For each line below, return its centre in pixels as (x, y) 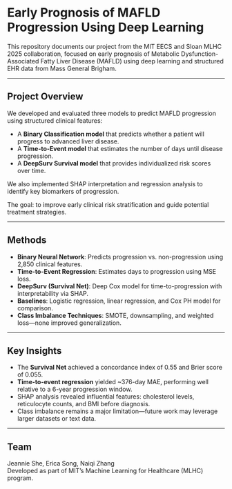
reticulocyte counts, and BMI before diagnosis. (84, 404)
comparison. (35, 308)
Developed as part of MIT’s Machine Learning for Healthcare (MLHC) (105, 471)
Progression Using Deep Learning (106, 27)
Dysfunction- (200, 54)
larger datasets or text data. (57, 419)
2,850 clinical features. (50, 264)
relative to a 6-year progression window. (75, 389)
